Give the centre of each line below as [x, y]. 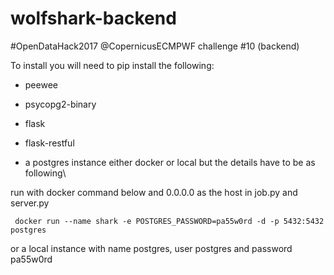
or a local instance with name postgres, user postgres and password [151, 248]
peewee [41, 84]
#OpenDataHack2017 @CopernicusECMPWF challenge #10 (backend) [155, 46]
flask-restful [49, 143]
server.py [30, 203]
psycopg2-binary [60, 104]
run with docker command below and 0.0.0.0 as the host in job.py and [154, 192]
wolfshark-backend [93, 18]
